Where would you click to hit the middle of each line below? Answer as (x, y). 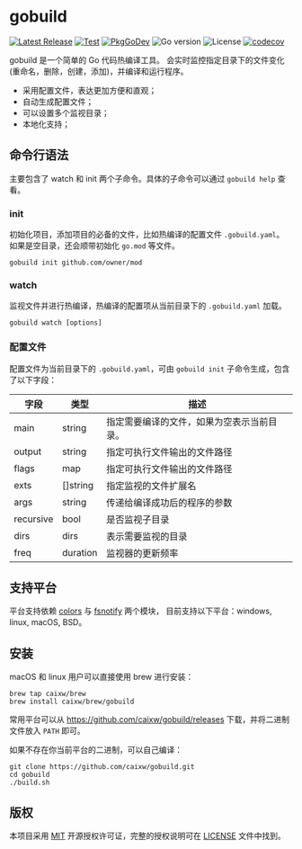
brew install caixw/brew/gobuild (72, 702)
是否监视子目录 (138, 519)
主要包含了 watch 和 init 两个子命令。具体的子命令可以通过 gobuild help (142, 178)
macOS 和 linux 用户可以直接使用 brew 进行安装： (102, 677)
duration (80, 552)
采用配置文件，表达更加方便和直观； (89, 90)
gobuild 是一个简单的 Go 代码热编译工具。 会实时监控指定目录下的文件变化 (147, 59)
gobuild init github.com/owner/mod (76, 263)
